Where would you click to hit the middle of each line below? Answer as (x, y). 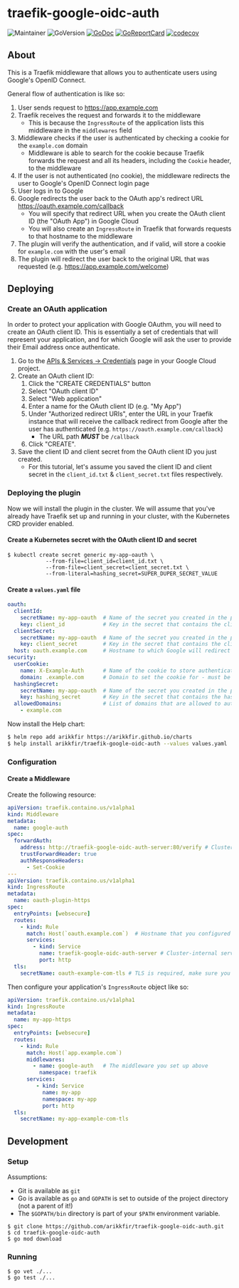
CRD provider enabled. (41, 523)
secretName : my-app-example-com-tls (75, 1119)
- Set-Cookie (46, 867)
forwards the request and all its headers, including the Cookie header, (130, 160)
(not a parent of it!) (45, 1205)
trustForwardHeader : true (59, 854)
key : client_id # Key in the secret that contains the (121, 624)
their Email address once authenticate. (64, 347)
